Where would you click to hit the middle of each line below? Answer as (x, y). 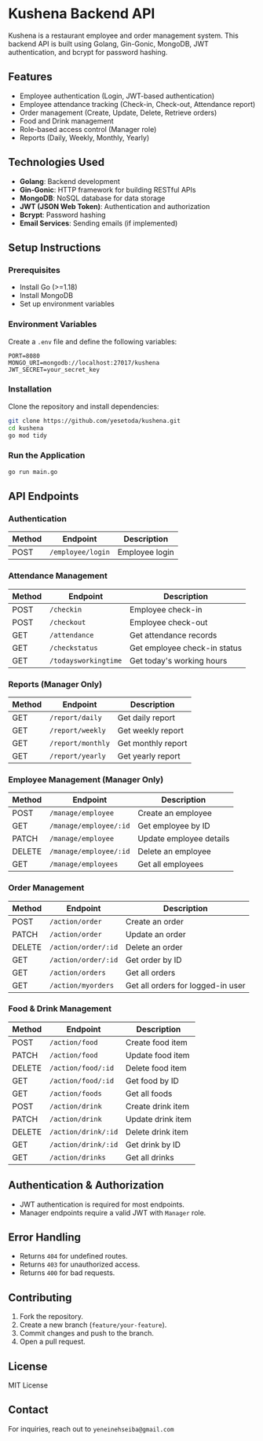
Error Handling (44, 1238)
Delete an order (154, 947)
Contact (28, 1410)
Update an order (155, 934)
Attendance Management (58, 576)
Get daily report (146, 718)
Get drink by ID (153, 1145)
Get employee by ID (174, 826)
